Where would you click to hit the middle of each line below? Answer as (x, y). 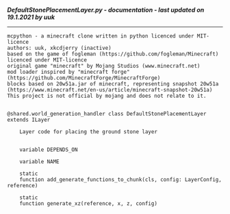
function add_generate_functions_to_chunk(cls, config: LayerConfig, (121, 180)
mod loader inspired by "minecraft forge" (68, 72)
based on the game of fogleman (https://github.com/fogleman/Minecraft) (113, 54)
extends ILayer (29, 120)
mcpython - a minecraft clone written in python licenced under (101, 36)
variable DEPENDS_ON (49, 150)
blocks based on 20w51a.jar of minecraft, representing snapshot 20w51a (113, 84)
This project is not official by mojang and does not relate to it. (107, 96)
